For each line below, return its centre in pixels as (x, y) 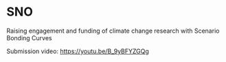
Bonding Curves (29, 37)
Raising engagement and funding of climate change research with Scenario (113, 31)
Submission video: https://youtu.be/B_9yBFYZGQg (78, 51)
